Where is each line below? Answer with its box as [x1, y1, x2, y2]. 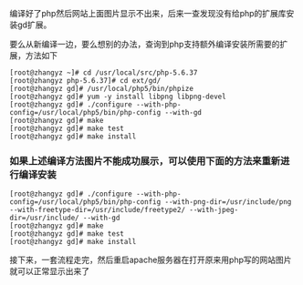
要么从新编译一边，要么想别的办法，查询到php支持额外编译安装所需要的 [9, 39, 280, 49]
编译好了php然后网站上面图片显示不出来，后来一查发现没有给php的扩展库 [9, 8, 287, 18]
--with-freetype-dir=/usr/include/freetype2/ [9, 206, 185, 215]
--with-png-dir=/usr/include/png [164, 198, 292, 207]
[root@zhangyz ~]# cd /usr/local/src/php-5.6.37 [9, 68, 198, 77]
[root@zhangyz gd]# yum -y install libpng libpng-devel [9, 92, 226, 101]
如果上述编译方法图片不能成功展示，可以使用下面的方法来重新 [9, 154, 281, 167]
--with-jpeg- [188, 206, 239, 215]
